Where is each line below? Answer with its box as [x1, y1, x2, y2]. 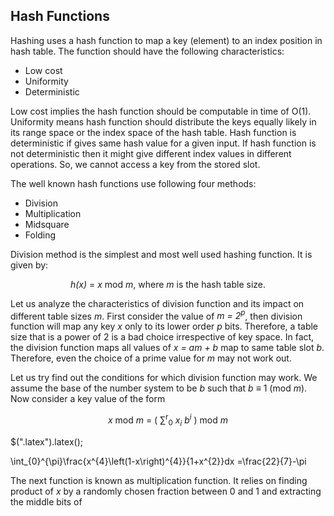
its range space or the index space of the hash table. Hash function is [10, 126, 297, 138]
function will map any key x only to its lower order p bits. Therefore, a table [10, 320, 319, 333]
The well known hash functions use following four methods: [10, 177, 257, 189]
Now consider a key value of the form [10, 393, 166, 405]
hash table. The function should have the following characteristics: [10, 45, 285, 57]
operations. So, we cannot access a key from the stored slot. [10, 158, 261, 170]
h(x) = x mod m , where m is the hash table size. [69, 278, 267, 290]
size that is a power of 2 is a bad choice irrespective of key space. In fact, [10, 331, 315, 343]
